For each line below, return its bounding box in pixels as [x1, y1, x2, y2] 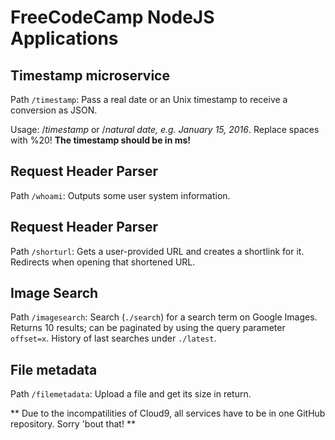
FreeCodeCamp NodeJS [10, 6, 215, 29]
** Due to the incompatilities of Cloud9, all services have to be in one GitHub [10, 407, 326, 420]
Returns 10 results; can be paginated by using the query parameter [10, 322, 286, 334]
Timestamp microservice [10, 67, 170, 84]
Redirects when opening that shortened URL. [10, 256, 196, 268]
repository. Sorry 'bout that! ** [10, 418, 136, 430]
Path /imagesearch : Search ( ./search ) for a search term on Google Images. [10, 311, 318, 323]
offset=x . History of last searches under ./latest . [10, 332, 217, 345]
